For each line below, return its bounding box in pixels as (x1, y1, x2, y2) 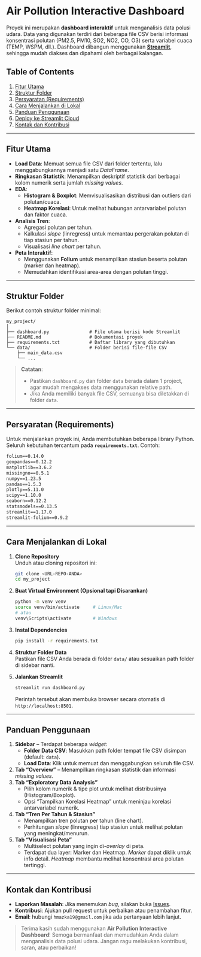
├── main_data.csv (17, 350, 63, 356)
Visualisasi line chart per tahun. (23, 243, 102, 250)
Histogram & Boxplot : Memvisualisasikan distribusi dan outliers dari (23, 192, 191, 199)
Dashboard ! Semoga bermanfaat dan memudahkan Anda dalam (20, 931, 179, 938)
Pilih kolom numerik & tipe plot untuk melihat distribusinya (23, 785, 166, 792)
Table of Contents (6, 67, 75, 77)
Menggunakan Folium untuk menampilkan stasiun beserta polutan (23, 255, 187, 262)
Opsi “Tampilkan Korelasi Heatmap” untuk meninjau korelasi (23, 798, 172, 805)
